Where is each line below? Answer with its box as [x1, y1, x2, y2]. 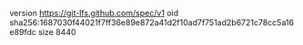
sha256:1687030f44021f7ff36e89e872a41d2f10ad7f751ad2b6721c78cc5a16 [9, 17, 294, 28]
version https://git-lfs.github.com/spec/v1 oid [9, 8, 179, 18]
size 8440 [37, 27, 76, 37]
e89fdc [9, 27, 36, 37]
